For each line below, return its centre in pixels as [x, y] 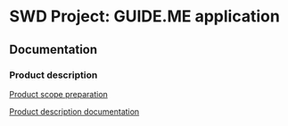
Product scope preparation [59, 94]
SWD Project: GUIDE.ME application [145, 17]
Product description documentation [74, 111]
